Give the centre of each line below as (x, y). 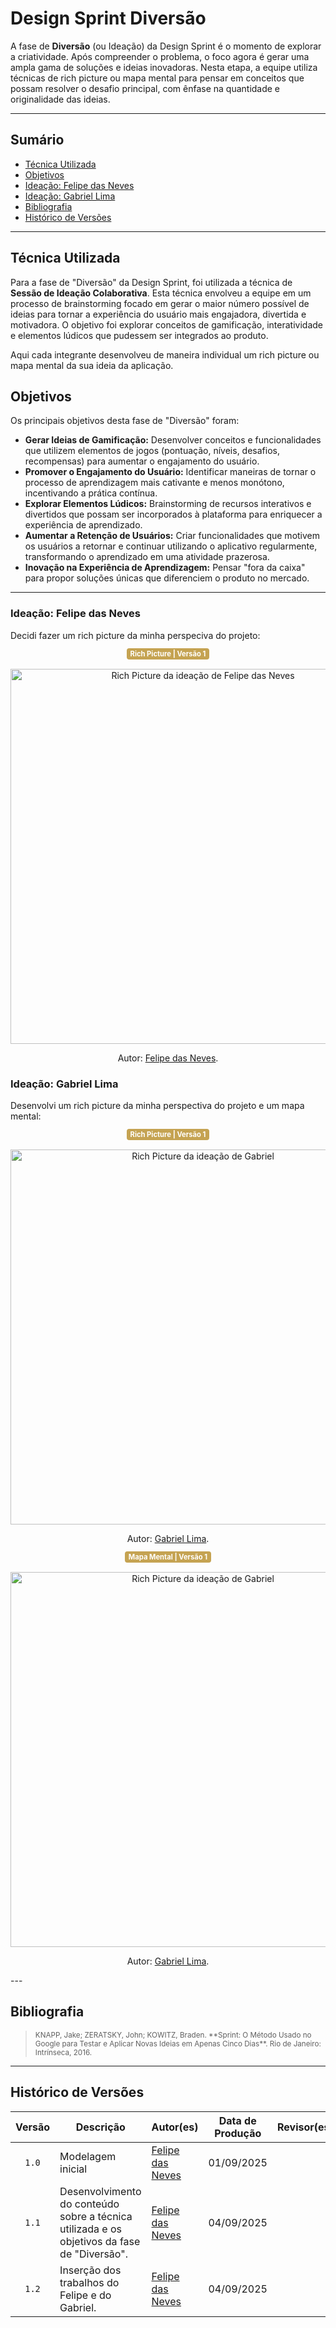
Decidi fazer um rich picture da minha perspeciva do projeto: (135, 635)
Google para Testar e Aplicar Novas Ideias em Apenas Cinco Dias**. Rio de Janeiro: (178, 2043)
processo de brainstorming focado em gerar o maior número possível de (160, 303)
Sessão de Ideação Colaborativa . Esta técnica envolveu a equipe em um (161, 293)
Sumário (37, 140)
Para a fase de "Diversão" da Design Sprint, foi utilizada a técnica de (151, 282)
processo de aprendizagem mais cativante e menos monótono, (154, 483)
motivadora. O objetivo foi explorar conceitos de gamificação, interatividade (166, 324)
